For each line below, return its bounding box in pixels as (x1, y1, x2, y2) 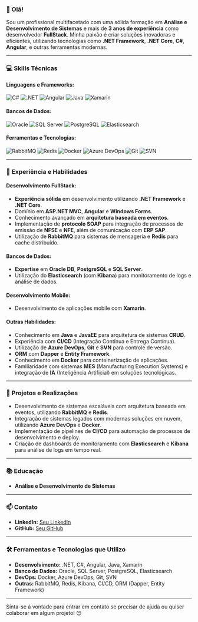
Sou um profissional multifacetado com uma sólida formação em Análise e (6, 19, 187, 26)
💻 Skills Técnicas (6, 64, 58, 72)
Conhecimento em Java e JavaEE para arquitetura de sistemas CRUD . (14, 331, 186, 338)
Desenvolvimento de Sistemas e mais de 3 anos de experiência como (6, 25, 179, 32)
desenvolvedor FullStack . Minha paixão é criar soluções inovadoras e (6, 31, 176, 38)
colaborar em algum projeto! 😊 (6, 609, 82, 616)
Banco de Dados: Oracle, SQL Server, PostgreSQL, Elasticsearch (14, 567, 173, 574)
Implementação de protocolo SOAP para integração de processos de (14, 220, 183, 227)
